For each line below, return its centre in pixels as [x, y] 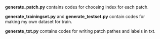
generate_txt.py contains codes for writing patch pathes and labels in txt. [80, 31]
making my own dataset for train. [39, 22]
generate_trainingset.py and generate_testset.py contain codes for [75, 16]
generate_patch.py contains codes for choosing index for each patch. [77, 7]
